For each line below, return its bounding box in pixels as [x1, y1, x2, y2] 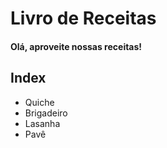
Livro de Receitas [10, 7, 157, 30]
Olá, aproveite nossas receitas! [10, 40, 143, 52]
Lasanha [24, 117, 61, 129]
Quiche [24, 96, 55, 108]
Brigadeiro [24, 107, 68, 119]
